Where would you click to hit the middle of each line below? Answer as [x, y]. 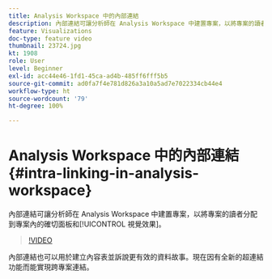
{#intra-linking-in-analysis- [104, 173]
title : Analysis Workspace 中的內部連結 [74, 16]
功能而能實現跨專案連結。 [51, 267]
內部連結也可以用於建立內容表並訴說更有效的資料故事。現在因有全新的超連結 [136, 257]
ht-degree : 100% [36, 106]
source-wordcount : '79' [49, 99]
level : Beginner [36, 69]
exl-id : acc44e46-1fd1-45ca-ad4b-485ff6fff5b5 [88, 76]
